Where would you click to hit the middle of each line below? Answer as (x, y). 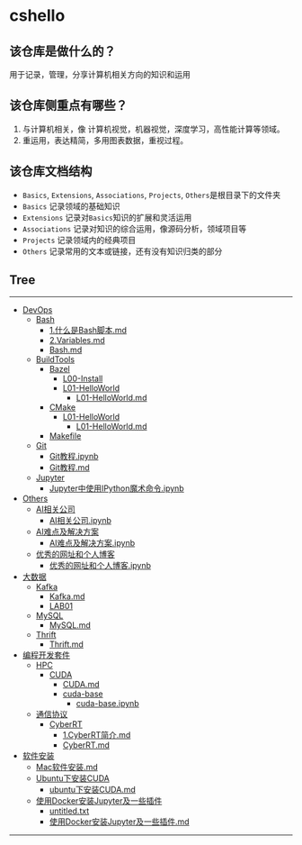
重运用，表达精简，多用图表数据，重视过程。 (105, 140)
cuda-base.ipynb (107, 704)
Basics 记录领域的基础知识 (71, 206)
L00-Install (83, 378)
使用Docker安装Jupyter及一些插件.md (120, 822)
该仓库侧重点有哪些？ (68, 106)
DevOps (37, 310)
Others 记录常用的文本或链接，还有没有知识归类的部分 (122, 251)
